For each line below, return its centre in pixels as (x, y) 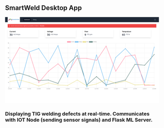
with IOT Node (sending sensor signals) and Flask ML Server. (79, 120)
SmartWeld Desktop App (43, 8)
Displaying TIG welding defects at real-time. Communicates (77, 114)
